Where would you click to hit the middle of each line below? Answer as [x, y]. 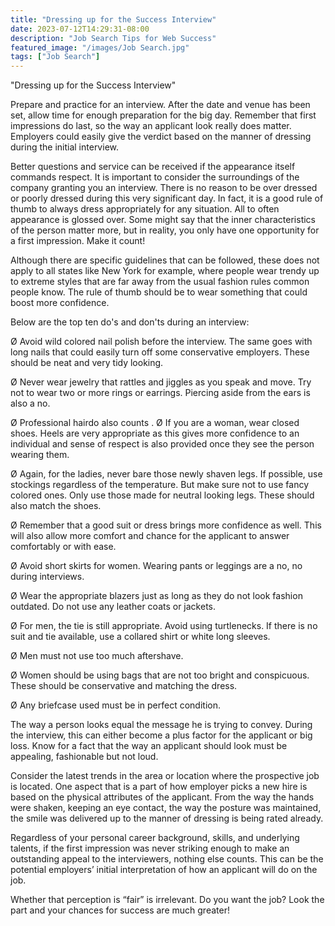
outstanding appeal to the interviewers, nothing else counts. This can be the [167, 859]
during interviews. [47, 577]
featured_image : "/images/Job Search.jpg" [100, 47]
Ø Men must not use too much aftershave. [97, 656]
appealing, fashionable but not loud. [84, 757]
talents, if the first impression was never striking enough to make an [150, 848]
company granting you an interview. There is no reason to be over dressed [164, 188]
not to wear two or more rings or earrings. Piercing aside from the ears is [160, 393]
